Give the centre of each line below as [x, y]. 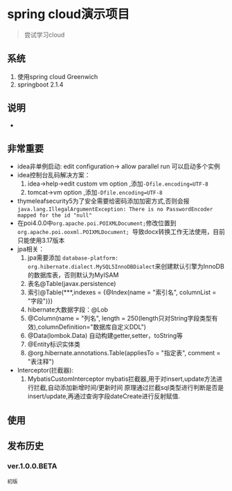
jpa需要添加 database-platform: [73, 258]
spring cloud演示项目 [69, 14]
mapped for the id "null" [54, 215]
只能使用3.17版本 [41, 240]
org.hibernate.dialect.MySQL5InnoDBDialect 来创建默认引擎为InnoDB [126, 267]
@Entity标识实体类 [54, 344]
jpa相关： [31, 249]
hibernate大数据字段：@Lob [68, 310]
